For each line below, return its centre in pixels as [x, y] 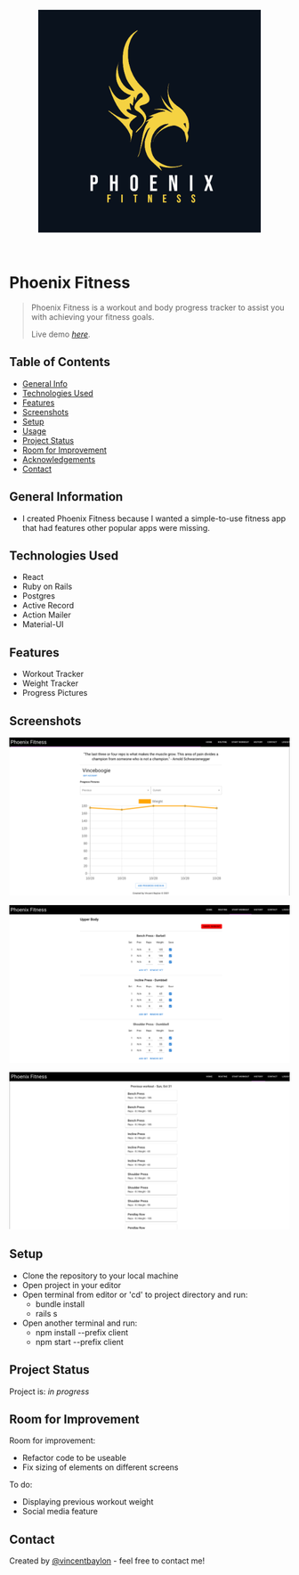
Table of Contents [60, 362]
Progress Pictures [55, 693]
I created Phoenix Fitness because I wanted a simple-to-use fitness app [154, 518]
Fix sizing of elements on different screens [100, 1467]
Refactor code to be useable [74, 1458]
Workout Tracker [53, 674]
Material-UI [43, 624]
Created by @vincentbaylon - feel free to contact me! [107, 1561]
